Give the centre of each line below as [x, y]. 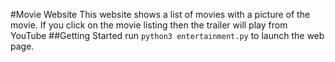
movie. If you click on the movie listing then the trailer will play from [149, 25]
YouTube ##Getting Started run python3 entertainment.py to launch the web [167, 35]
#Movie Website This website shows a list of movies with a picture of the [160, 14]
